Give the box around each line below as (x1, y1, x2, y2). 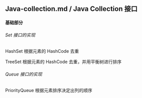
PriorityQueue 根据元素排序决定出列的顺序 (5, 88, 93, 94)
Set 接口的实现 (5, 32, 36, 38)
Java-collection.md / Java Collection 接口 (5, 4, 138, 13)
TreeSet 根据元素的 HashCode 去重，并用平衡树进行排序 (5, 59, 122, 65)
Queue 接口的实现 (5, 71, 43, 77)
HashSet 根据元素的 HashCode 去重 (5, 48, 79, 54)
